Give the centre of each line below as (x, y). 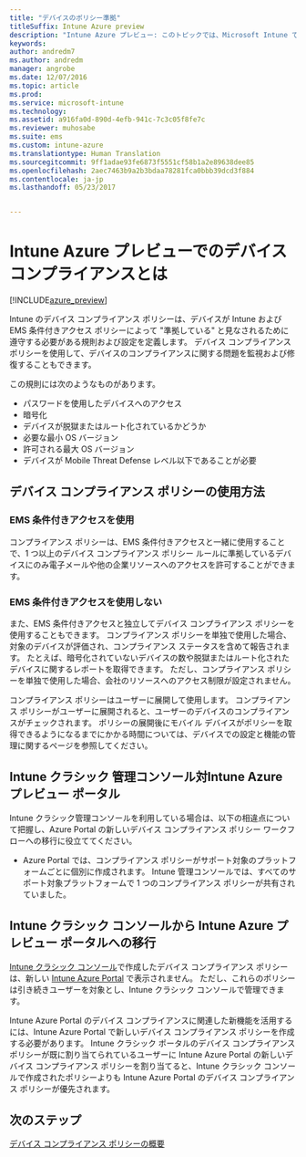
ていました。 (46, 894)
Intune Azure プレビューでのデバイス (148, 251)
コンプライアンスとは (89, 274)
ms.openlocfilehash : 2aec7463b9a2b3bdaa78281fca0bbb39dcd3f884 (132, 171)
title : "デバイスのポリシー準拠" (65, 18)
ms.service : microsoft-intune (67, 103)
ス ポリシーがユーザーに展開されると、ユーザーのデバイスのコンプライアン (149, 712)
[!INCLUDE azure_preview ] (58, 300)
